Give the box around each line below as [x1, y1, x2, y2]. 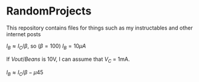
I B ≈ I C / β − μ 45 [6, 68, 44, 77]
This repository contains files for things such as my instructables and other [6, 24, 193, 31]
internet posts [6, 30, 41, 37]
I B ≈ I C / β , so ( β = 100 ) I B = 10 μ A [6, 42, 86, 51]
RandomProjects [6, 4, 92, 18]
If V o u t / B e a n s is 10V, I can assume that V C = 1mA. [6, 55, 130, 64]
